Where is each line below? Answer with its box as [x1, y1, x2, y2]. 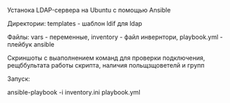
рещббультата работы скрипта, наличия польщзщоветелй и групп [7, 61, 205, 69]
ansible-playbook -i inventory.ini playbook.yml [7, 88, 141, 96]
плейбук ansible [7, 40, 55, 48]
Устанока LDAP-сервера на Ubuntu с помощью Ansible [7, 6, 171, 14]
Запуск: [7, 74, 30, 83]
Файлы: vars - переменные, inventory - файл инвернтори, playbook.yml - [7, 33, 224, 41]
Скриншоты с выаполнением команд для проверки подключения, [7, 54, 206, 62]
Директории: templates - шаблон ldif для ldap [7, 19, 143, 27]
